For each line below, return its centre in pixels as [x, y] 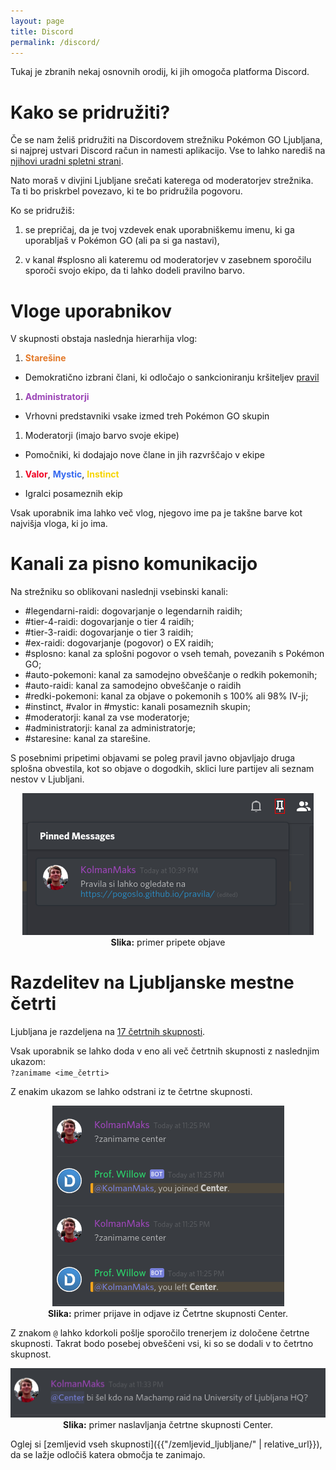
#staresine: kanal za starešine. [87, 739]
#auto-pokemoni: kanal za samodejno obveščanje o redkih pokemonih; [171, 675]
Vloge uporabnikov [91, 311]
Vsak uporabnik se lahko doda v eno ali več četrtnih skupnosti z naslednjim [165, 1051]
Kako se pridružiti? [90, 112]
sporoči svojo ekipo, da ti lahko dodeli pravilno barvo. [134, 271]
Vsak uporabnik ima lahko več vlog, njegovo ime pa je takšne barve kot [156, 513]
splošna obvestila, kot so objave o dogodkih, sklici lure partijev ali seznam [162, 769]
